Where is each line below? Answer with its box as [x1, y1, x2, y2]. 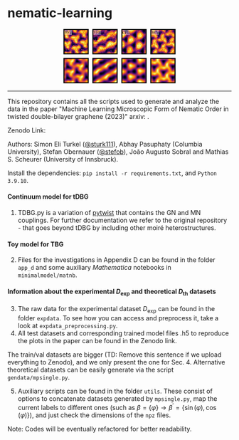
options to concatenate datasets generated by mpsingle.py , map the [17, 394, 218, 403]
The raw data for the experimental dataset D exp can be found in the [17, 305, 216, 315]
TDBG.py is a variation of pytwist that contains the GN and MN [17, 209, 201, 217]
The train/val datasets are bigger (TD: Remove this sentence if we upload [7, 350, 222, 359]
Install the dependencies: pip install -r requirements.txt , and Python [7, 169, 217, 177]
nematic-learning [7, 5, 112, 21]
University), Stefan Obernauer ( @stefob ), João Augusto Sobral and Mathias [7, 147, 229, 156]
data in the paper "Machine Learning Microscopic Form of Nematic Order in [7, 105, 229, 113]
